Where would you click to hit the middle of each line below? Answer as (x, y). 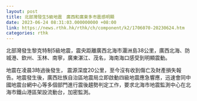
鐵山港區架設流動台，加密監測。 (55, 92)
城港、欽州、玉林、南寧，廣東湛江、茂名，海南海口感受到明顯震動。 (88, 58)
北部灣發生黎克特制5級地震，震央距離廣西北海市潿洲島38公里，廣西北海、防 (98, 51)
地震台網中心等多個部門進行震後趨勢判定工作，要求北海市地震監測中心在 (98, 85)
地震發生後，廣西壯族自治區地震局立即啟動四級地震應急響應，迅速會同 (101, 78)
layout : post (22, 11)
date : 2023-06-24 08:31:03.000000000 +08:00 (61, 22)
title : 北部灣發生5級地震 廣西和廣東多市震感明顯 (60, 17)
